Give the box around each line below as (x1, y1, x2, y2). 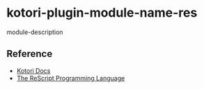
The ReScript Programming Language (16, 74, 125, 82)
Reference (6, 48, 53, 60)
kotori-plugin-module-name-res (6, 5, 198, 21)
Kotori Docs (16, 66, 51, 74)
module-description (6, 28, 63, 36)
